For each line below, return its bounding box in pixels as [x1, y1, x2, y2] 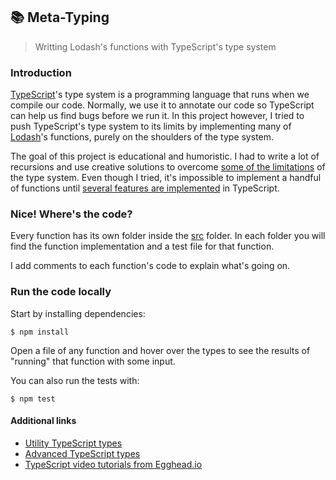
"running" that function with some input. [10, 355, 176, 367]
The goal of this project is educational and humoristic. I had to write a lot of [10, 150, 320, 163]
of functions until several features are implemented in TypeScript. [10, 182, 280, 194]
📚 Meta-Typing [10, 9, 110, 26]
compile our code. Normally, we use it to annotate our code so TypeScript [10, 99, 315, 111]
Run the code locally [10, 285, 112, 299]
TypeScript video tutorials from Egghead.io [24, 458, 203, 470]
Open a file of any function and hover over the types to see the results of [10, 344, 311, 356]
